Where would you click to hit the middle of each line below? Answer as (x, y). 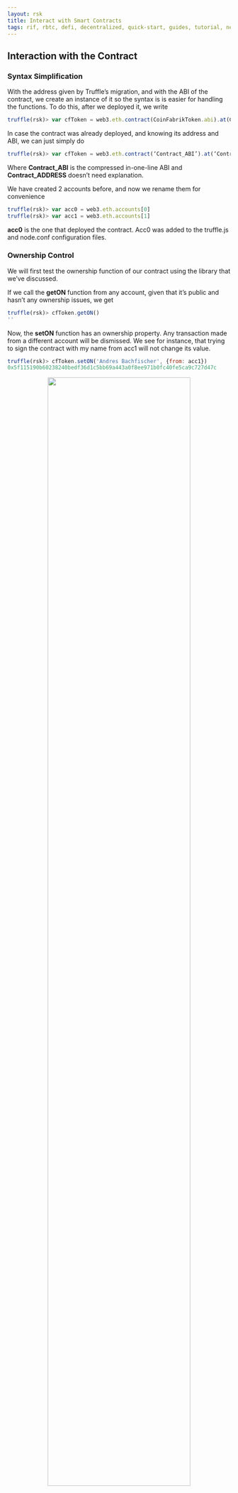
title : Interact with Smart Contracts (64, 21)
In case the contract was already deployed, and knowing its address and (113, 133)
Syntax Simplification (45, 76)
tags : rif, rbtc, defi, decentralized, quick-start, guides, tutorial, (115, 27)
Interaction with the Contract (73, 56)
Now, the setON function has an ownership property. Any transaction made (117, 333)
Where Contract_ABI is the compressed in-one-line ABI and (95, 167)
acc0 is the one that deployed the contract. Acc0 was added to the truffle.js (118, 230)
